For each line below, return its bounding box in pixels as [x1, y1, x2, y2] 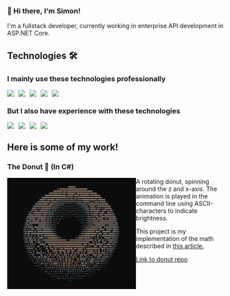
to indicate [168, 206, 198, 215]
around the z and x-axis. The [136, 185, 218, 193]
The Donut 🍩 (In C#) [7, 161, 74, 171]
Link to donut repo [136, 255, 188, 263]
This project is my [136, 227, 187, 236]
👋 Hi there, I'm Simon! [7, 6, 81, 16]
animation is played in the [136, 192, 208, 200]
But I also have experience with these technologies [7, 106, 181, 115]
